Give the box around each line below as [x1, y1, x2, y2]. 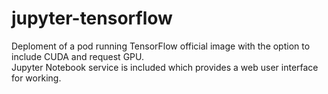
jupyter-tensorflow [11, 7, 173, 30]
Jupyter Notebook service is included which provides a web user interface [11, 61, 319, 73]
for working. [11, 72, 62, 84]
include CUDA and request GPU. [11, 50, 144, 62]
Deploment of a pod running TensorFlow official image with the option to [11, 40, 311, 52]
